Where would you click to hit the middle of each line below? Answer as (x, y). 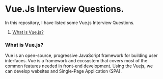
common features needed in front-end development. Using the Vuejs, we (79, 66)
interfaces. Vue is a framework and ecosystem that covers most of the (76, 61)
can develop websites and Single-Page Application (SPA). (63, 71)
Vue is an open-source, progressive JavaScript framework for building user (81, 55)
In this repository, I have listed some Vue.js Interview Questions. (70, 23)
